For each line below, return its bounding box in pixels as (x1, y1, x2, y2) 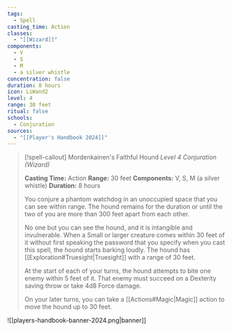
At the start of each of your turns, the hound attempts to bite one (24, 267, 211, 275)
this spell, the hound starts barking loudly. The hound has (24, 246, 191, 254)
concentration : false (7, 75, 71, 83)
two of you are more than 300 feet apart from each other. (24, 210, 190, 218)
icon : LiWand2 (7, 88, 49, 95)
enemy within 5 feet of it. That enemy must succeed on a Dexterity (24, 274, 217, 283)
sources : (7, 127, 33, 134)
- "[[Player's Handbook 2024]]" (13, 134, 108, 141)
